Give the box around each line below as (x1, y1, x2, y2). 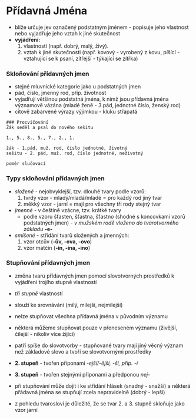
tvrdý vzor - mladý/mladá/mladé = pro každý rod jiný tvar (23, 194, 162, 201)
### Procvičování (6, 120, 49, 126)
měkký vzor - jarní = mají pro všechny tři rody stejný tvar (23, 200, 161, 207)
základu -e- (23, 225, 53, 232)
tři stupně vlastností (14, 290, 63, 297)
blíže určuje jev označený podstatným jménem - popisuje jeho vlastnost (14, 24, 190, 31)
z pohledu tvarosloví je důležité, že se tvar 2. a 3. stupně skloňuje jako (14, 400, 185, 407)
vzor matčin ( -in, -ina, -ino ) (23, 244, 90, 251)
